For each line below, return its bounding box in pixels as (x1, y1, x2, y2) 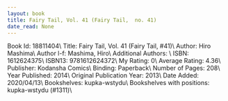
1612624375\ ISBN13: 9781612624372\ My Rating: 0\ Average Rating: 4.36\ (7, 57, 221, 65)
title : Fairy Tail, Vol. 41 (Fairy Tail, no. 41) (7, 17, 157, 24)
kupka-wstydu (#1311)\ (7, 86, 72, 94)
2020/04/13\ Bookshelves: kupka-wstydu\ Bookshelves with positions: (7, 79, 210, 87)
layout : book (7, 10, 45, 17)
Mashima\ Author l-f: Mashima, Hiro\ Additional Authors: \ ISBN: (7, 49, 189, 57)
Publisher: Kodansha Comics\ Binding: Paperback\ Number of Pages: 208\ (7, 64, 220, 73)
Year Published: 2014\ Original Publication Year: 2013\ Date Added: (7, 71, 199, 80)
